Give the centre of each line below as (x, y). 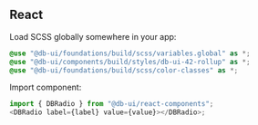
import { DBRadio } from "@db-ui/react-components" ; (112, 104)
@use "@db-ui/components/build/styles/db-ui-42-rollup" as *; (130, 62)
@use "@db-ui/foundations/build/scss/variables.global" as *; (130, 53)
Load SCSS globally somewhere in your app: (93, 36)
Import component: (46, 87)
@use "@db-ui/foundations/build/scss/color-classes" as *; (124, 70)
